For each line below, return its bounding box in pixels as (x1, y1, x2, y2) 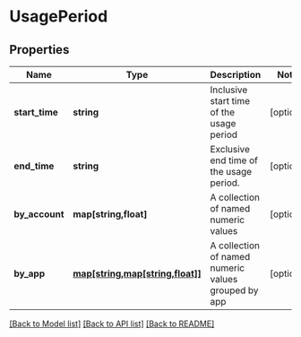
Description (210, 69, 262, 81)
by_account (13, 208, 64, 220)
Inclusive (210, 83, 248, 96)
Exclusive (210, 143, 251, 155)
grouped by (210, 284, 259, 297)
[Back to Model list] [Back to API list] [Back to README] (9, 318, 215, 329)
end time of (210, 154, 258, 167)
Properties (9, 42, 70, 57)
